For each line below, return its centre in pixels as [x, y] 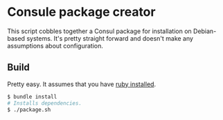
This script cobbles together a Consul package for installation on [99, 31]
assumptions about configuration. [55, 46]
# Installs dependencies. [44, 103]
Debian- [205, 31]
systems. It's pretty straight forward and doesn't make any [110, 38]
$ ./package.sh [29, 110]
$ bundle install [32, 97]
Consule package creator [81, 12]
